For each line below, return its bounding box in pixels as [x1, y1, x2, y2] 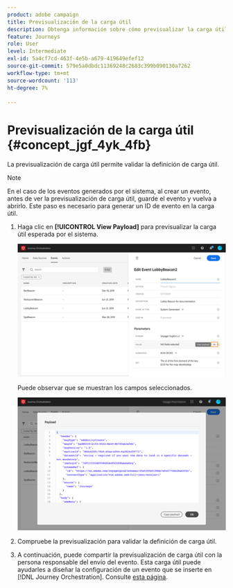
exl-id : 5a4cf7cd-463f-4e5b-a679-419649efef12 [7, 56, 144, 62]
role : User [7, 40, 39, 48]
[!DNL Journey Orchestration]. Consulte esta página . [17, 573, 168, 581]
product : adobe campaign [7, 11, 79, 18]
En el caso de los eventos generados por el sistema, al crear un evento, [7, 187, 212, 196]
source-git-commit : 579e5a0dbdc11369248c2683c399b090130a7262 [7, 62, 191, 69]
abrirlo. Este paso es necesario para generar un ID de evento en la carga [7, 202, 215, 210]
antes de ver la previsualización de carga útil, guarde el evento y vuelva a [7, 194, 217, 203]
